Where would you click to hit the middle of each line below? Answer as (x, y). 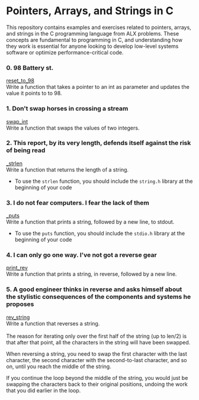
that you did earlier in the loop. (44, 390)
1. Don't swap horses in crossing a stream (67, 109)
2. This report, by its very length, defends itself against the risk (99, 143)
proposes (20, 304)
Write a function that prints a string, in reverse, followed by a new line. (92, 274)
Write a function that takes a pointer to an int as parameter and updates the (98, 87)
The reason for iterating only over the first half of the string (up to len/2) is (97, 336)
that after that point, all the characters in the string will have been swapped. (98, 342)
